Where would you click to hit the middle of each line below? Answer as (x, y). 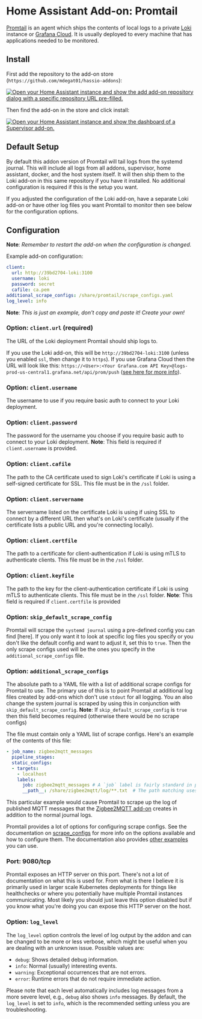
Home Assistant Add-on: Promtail (92, 11)
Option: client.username (42, 387)
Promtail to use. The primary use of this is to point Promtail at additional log (99, 691)
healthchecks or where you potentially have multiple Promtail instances (94, 893)
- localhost (32, 774)
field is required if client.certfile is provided (63, 601)
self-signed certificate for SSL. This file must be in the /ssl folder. (88, 483)
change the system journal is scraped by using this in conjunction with (93, 703)
